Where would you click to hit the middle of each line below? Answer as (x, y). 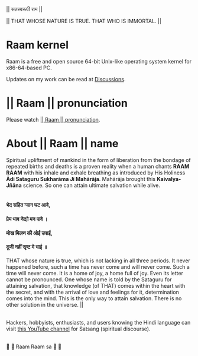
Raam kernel (38, 45)
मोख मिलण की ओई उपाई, (29, 233)
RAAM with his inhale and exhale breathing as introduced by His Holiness (96, 173)
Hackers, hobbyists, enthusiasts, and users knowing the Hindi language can (98, 322)
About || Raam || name (62, 144)
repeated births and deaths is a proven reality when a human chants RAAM (98, 166)
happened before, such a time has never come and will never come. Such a (98, 266)
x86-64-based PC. (29, 68)
